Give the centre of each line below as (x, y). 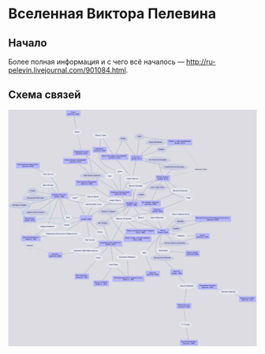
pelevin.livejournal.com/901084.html (67, 70)
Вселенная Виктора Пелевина (112, 14)
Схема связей (45, 95)
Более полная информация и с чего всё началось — (97, 61)
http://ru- (201, 61)
